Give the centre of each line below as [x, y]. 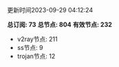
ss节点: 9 [30, 48]
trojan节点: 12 [36, 56]
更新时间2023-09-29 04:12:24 [50, 10]
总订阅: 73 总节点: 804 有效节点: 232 [60, 25]
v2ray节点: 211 [37, 39]
